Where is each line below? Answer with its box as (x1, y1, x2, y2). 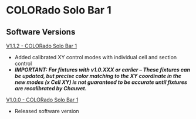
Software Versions (6, 27, 76, 37)
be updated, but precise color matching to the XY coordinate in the (14, 73, 182, 79)
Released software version (14, 108, 79, 114)
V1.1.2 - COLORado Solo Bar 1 (6, 42, 77, 49)
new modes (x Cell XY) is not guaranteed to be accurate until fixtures (14, 79, 188, 86)
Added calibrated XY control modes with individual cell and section (14, 54, 177, 60)
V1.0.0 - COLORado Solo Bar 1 (6, 96, 79, 103)
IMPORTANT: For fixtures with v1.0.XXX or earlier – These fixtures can (14, 66, 191, 73)
